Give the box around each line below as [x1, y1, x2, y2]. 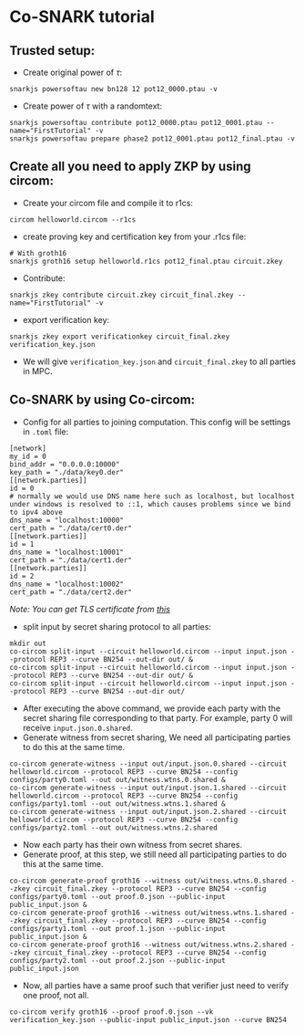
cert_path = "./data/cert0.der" [9, 523, 132, 533]
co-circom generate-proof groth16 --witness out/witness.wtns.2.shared [9, 940, 287, 949]
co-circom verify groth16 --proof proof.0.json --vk [9, 1007, 214, 1017]
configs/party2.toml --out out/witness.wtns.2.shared [9, 823, 219, 832]
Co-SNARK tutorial [9, 6, 155, 27]
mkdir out [9, 639, 47, 648]
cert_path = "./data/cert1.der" [9, 555, 132, 565]
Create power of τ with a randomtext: [22, 100, 162, 111]
